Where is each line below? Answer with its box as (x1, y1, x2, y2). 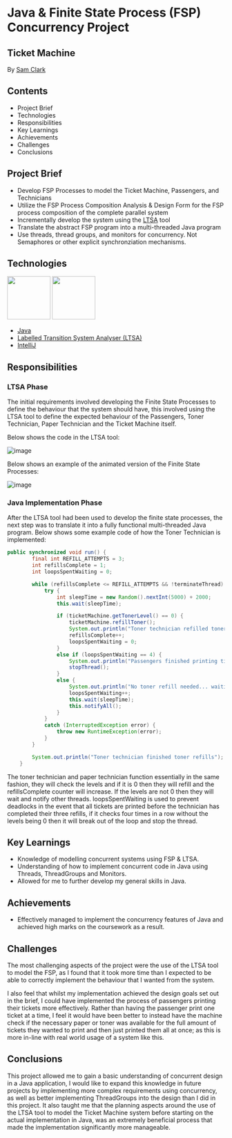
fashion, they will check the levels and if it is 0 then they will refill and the (7, 780, 215, 788)
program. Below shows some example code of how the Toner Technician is (7, 528, 221, 537)
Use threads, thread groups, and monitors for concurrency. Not (17, 230, 197, 239)
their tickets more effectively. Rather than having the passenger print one (7, 1004, 215, 1012)
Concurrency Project (7, 19, 130, 35)
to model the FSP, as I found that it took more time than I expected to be (7, 968, 212, 976)
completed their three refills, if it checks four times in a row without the (7, 809, 209, 817)
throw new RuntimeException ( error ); (56, 728, 162, 736)
